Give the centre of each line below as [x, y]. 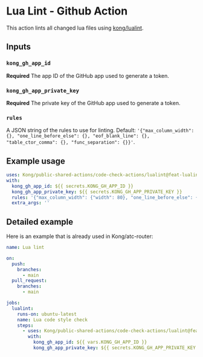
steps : [25, 325]
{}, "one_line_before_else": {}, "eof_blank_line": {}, [78, 136]
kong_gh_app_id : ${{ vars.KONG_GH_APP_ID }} [90, 343]
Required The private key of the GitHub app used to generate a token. [93, 103]
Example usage [36, 161]
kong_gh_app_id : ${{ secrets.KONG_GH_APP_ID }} [73, 186]
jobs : [13, 303]
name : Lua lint [25, 248]
